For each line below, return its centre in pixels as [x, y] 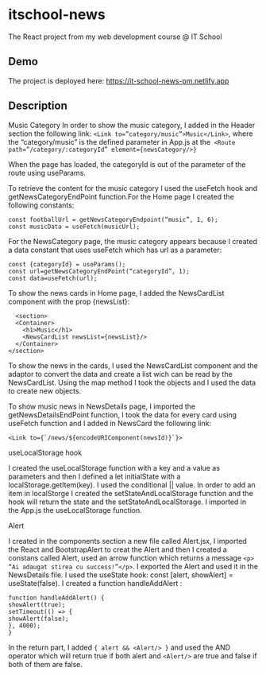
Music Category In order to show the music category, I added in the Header [132, 125]
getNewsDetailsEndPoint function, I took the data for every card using [122, 414]
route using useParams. [47, 173]
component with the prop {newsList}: [69, 301]
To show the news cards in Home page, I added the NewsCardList [116, 293]
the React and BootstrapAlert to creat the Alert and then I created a [118, 549]
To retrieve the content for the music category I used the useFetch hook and [133, 188]
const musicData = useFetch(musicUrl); [74, 227]
